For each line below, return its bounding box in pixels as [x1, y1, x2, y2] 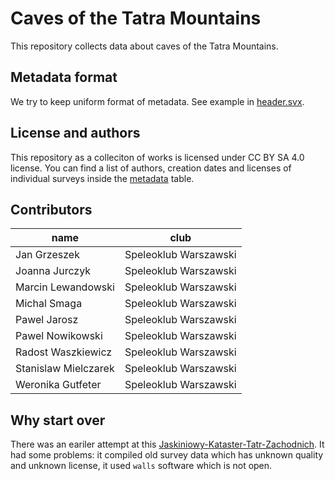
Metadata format [10, 69, 118, 86]
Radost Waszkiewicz [15, 345, 113, 359]
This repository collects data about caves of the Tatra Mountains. [10, 40, 279, 52]
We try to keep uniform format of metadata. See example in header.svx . [10, 95, 305, 107]
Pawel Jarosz [15, 313, 79, 327]
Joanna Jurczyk [15, 264, 91, 278]
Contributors [10, 201, 93, 218]
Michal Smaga [15, 297, 83, 311]
